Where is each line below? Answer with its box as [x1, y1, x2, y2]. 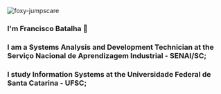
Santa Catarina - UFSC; [7, 78, 87, 88]
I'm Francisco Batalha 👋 [7, 23, 88, 33]
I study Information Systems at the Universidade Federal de [7, 69, 211, 79]
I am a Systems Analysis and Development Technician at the [7, 42, 215, 52]
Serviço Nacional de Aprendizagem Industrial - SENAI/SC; [7, 50, 206, 60]
